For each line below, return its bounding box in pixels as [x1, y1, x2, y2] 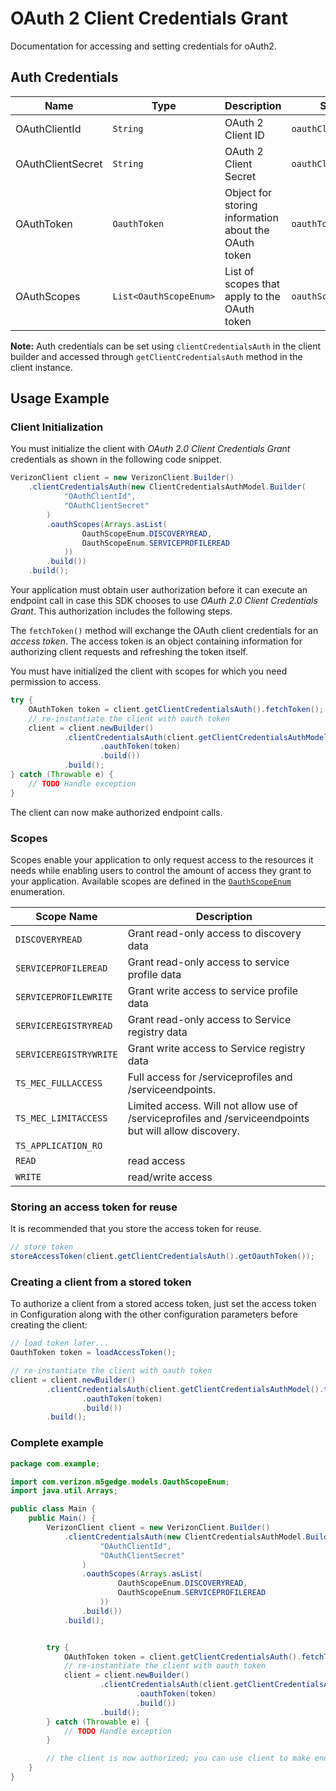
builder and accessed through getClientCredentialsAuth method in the [10, 350, 303, 362]
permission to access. [10, 676, 102, 688]
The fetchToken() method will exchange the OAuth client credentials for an [10, 625, 319, 637]
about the [224, 223, 270, 237]
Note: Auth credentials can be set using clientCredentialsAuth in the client [10, 340, 322, 352]
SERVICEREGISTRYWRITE [15, 1048, 118, 1060]
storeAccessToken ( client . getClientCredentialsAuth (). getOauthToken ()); [10, 1252, 315, 1262]
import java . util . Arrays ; [10, 1486, 118, 1496]
